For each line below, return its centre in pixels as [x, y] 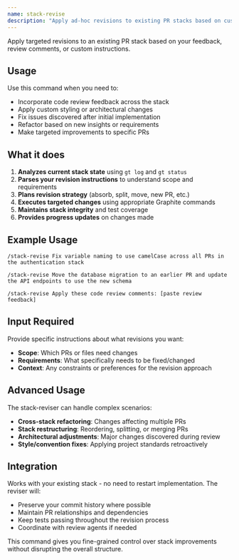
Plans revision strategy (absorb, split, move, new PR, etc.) [103, 195]
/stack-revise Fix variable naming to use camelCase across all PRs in [116, 256]
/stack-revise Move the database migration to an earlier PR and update [117, 275]
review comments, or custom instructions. [69, 49]
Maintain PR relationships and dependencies [83, 513]
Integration [33, 466]
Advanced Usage [46, 391]
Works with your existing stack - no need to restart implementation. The [113, 484]
